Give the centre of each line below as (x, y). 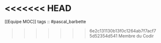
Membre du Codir (136, 36)
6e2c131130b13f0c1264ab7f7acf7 (123, 31)
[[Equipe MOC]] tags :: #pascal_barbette (45, 21)
